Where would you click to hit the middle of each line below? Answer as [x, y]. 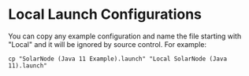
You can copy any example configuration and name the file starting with [125, 36]
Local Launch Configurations [105, 14]
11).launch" [28, 65]
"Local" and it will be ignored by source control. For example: [108, 44]
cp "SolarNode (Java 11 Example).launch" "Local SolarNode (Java [117, 59]
